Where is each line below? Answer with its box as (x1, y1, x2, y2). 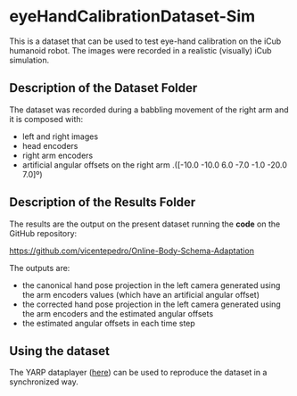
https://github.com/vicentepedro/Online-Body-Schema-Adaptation (9, 245, 254, 256)
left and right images (21, 131, 99, 142)
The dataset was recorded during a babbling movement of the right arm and (9, 104, 289, 115)
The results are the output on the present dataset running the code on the (9, 219, 281, 229)
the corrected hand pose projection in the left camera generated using (21, 299, 281, 309)
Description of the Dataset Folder (9, 80, 198, 95)
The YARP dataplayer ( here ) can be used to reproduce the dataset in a (9, 367, 268, 378)
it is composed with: (9, 113, 84, 124)
